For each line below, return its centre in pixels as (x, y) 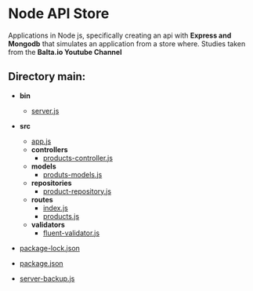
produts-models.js (72, 174)
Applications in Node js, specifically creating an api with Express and (120, 35)
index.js (55, 208)
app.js (41, 141)
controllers (49, 149)
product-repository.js (77, 191)
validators (48, 224)
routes (42, 199)
